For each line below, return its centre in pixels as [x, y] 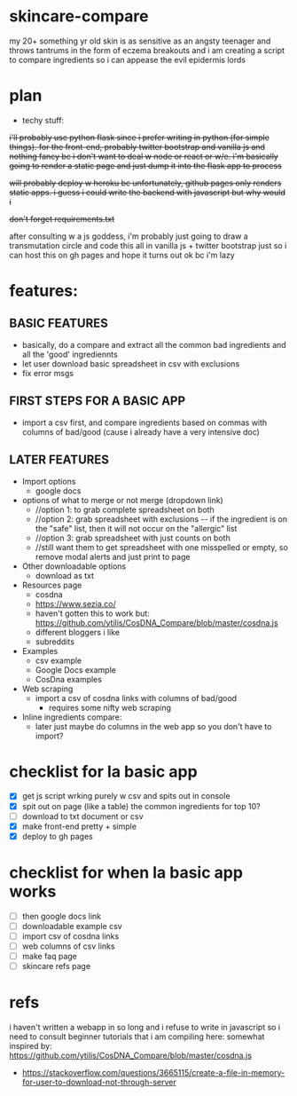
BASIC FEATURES [59, 323]
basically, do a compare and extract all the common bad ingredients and [154, 344]
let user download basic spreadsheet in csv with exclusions [131, 363]
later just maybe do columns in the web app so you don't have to [153, 726]
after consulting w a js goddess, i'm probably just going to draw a [129, 236]
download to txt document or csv [82, 816]
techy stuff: [43, 120]
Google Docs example [76, 670]
